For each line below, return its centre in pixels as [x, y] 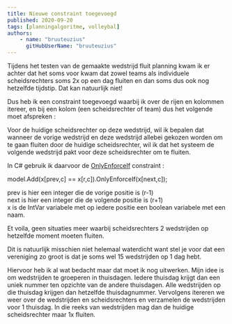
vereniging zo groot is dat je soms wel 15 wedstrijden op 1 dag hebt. [105, 256]
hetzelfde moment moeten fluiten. [56, 236]
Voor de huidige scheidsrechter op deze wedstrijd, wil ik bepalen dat [106, 130]
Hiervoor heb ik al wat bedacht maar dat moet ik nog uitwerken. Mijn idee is [116, 270]
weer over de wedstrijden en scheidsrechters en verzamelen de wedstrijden [116, 300]
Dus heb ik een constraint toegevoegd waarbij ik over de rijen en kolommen [116, 101]
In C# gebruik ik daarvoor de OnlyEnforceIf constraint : [86, 165]
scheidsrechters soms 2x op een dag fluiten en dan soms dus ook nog [108, 80]
